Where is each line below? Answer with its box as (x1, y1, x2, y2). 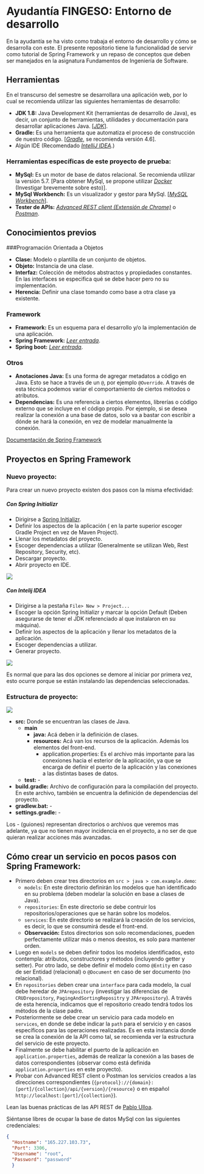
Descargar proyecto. (15, 555, 67, 562)
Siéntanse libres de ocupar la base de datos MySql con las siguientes (6, 1115, 181, 1123)
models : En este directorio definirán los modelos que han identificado (24, 884, 197, 891)
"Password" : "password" (12, 1156, 72, 1162)
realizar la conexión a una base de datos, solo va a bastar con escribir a (15, 412, 195, 419)
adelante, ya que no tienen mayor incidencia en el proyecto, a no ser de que (6, 827, 197, 835)
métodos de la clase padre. (15, 1007, 84, 1014)
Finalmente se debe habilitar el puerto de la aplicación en (15, 1046, 159, 1054)
